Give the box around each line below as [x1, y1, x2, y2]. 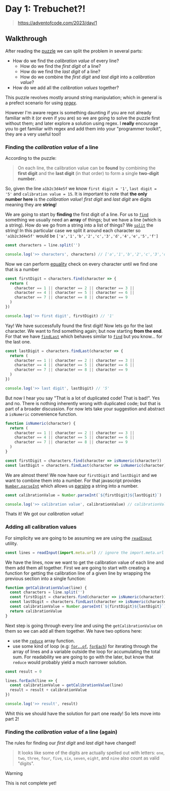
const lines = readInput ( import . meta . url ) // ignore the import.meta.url [5, 550, 164, 555]
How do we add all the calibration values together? [12, 84, 119, 91]
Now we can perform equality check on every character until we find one [5, 261, 158, 267]
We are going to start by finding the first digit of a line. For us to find [5, 211, 149, 217]
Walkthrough [5, 34, 47, 43]
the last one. [5, 338, 31, 344]
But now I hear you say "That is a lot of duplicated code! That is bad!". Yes [5, 395, 160, 401]
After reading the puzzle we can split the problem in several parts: [5, 48, 143, 54]
